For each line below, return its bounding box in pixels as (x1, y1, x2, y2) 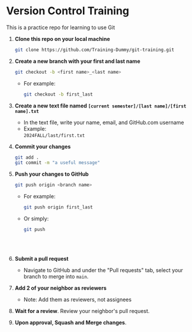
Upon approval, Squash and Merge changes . (14, 319, 127, 326)
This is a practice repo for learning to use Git (6, 24, 116, 31)
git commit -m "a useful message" (14, 160, 100, 166)
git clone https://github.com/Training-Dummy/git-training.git (14, 46, 175, 53)
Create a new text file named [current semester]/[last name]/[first (14, 102, 187, 109)
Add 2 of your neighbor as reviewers (14, 284, 107, 292)
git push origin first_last (23, 204, 93, 210)
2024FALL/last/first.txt (23, 132, 85, 138)
